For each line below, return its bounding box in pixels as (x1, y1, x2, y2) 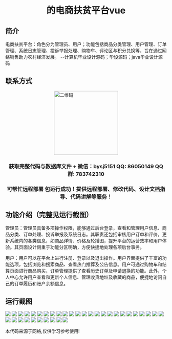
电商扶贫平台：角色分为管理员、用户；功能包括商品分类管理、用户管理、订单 (5, 41, 167, 47)
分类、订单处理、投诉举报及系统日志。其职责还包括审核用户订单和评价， (9, 231, 162, 238)
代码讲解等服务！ (70, 193, 113, 200)
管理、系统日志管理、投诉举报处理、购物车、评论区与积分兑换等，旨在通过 (5, 48, 162, 54)
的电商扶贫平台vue (46, 5, 126, 16)
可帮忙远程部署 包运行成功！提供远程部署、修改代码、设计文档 (7, 185, 160, 192)
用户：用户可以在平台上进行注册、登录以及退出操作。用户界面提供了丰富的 (5, 255, 162, 261)
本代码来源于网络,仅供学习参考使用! (5, 328, 80, 334)
